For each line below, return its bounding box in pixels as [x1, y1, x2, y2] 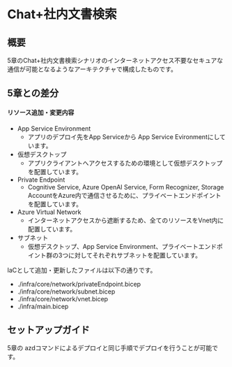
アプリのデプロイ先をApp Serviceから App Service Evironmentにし [27, 132, 220, 141]
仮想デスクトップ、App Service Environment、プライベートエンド [27, 242, 217, 250]
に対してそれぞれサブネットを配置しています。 [68, 251, 202, 259]
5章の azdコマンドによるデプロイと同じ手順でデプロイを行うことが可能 [7, 344, 212, 352]
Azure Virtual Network [17, 208, 82, 216]
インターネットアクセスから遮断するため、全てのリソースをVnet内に [27, 216, 224, 224]
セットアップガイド [7, 324, 90, 336]
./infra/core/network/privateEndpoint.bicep [17, 280, 141, 288]
